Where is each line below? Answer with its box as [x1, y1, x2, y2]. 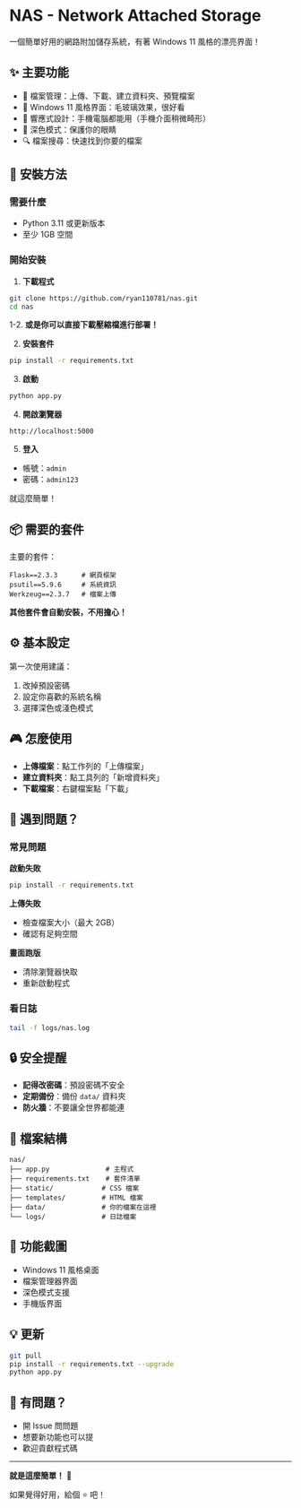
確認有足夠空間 [21, 929, 78, 940]
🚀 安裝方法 [9, 167, 67, 182]
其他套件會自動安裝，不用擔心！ [9, 607, 127, 618]
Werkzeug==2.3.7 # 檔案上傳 [9, 590, 116, 599]
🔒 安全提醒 [9, 1050, 67, 1065]
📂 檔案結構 [9, 1131, 67, 1146]
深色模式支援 [21, 1287, 70, 1297]
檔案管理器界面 [21, 1275, 78, 1287]
